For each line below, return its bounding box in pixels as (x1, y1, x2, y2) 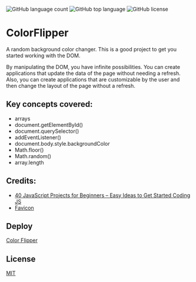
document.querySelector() (14, 127, 79, 135)
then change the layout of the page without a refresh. (6, 82, 135, 89)
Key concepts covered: (6, 99, 93, 109)
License (6, 254, 36, 264)
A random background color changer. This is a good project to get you (6, 45, 177, 53)
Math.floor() (14, 146, 44, 153)
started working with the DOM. (6, 52, 81, 59)
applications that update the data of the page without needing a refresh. (6, 70, 181, 77)
